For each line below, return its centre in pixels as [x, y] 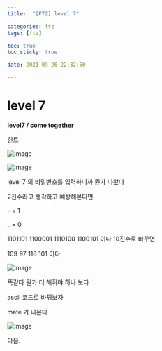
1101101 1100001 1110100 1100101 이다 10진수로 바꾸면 [81, 239]
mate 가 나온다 [28, 312]
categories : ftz [31, 26]
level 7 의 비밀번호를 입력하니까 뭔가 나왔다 [66, 181]
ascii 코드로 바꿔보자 [36, 297]
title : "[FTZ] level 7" [43, 14]
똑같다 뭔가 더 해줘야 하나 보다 [48, 282]
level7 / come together [41, 125]
